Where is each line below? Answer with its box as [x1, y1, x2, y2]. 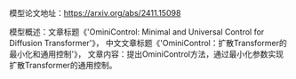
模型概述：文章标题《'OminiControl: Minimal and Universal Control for [9, 27, 265, 37]
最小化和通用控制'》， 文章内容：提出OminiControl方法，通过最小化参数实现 [9, 49, 284, 59]
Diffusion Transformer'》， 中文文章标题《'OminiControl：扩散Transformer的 [9, 38, 287, 48]
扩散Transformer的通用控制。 [9, 60, 117, 70]
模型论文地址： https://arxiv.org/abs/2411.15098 [9, 8, 181, 18]
